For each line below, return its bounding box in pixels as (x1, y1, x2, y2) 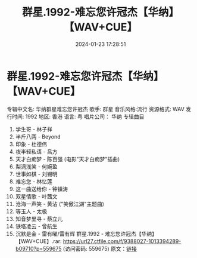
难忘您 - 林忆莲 (15, 177, 53, 185)
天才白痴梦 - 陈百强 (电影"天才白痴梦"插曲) (15, 155, 120, 162)
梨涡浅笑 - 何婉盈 (15, 162, 58, 170)
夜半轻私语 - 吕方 (15, 148, 58, 155)
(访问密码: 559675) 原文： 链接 (62, 245, 137, 252)
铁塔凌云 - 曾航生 (15, 222, 58, 230)
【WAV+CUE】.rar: (15, 237, 62, 245)
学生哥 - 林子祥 (15, 125, 53, 133)
